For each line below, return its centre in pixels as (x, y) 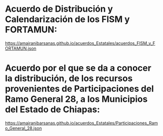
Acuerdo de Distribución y (59, 9)
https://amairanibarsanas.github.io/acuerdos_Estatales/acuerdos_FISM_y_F (80, 43)
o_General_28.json (24, 128)
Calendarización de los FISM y (67, 19)
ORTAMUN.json (21, 48)
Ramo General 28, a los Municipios (76, 99)
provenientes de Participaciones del (80, 89)
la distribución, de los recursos (69, 78)
